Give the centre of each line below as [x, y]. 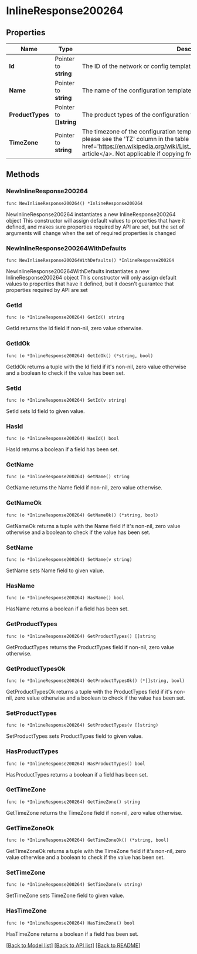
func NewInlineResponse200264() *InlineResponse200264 [74, 203]
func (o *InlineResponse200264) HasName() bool [65, 598]
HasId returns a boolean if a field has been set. [62, 449]
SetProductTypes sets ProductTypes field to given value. [74, 736]
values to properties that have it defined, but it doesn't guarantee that [90, 284]
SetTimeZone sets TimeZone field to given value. [65, 896]
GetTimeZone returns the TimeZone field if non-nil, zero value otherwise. [94, 812]
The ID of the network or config [125, 66]
